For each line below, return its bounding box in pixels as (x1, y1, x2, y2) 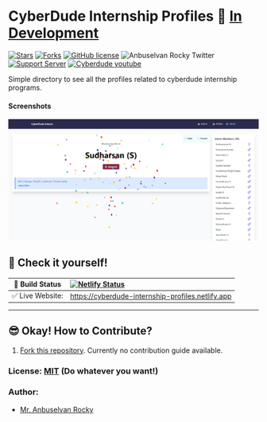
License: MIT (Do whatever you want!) (8, 365, 159, 377)
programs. (8, 83, 42, 92)
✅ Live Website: (11, 291, 64, 301)
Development (8, 24, 99, 42)
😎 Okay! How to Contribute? (8, 324, 153, 338)
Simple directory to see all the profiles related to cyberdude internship (8, 74, 238, 84)
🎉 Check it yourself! (8, 256, 108, 270)
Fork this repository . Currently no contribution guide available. (19, 346, 223, 355)
